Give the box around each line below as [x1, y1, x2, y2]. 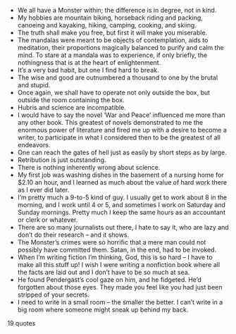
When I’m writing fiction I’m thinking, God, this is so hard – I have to [17, 253, 213, 261]
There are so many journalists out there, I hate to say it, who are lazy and [17, 223, 229, 231]
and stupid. [17, 81, 51, 89]
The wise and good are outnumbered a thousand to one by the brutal [17, 73, 218, 82]
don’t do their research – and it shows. [17, 230, 129, 239]
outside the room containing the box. [17, 96, 125, 104]
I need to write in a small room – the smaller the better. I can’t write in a [17, 298, 223, 306]
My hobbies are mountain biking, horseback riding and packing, [17, 13, 203, 22]
